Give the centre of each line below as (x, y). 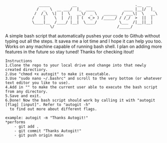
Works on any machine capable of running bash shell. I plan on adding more (84, 46)
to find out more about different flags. (53, 109)
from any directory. (27, 91)
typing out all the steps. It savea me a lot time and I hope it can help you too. (84, 41)
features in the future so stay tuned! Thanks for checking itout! (69, 52)
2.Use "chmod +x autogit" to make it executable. (58, 74)
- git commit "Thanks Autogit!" (48, 131)
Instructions (19, 61)
